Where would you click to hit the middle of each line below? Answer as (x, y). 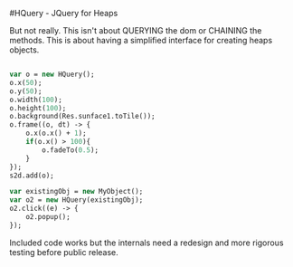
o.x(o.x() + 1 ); (57, 133)
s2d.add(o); (32, 176)
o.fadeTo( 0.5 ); (71, 150)
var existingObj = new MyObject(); (76, 192)
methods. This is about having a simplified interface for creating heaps (141, 40)
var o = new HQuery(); (52, 74)
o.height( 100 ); (38, 108)
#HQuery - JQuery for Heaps (64, 13)
